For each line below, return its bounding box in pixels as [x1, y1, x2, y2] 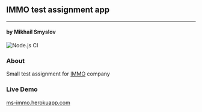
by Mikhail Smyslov [6, 28, 56, 35]
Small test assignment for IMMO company [6, 70, 110, 77]
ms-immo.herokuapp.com [6, 99, 70, 106]
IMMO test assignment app [6, 5, 110, 15]
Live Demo [6, 85, 38, 93]
